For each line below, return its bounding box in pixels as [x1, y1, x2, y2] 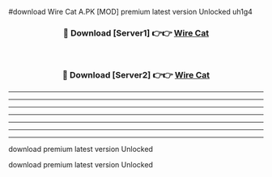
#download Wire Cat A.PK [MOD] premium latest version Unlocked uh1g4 [8, 7, 253, 16]
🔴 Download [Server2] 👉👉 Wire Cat [62, 70, 210, 81]
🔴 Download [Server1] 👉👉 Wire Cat [63, 27, 209, 39]
